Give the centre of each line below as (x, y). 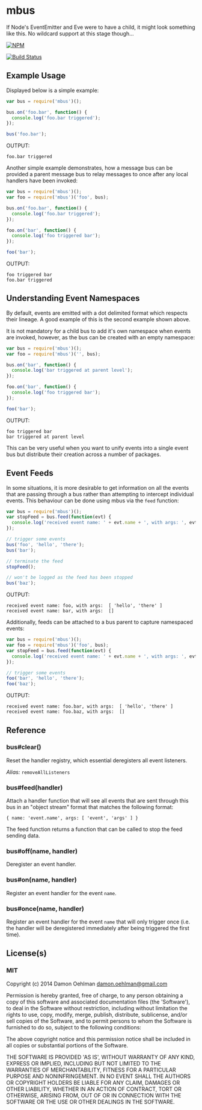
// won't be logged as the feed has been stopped (70, 578)
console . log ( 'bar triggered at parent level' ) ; (72, 371)
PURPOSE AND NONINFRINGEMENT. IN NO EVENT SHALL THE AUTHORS (99, 1076)
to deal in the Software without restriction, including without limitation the (97, 1008)
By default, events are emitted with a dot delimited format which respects (97, 313)
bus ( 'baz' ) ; (21, 583)
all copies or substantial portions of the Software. (67, 1045)
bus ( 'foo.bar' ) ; (26, 134)
